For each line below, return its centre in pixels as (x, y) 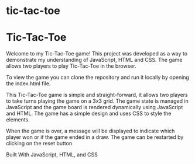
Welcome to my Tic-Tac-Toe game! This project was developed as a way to (97, 54)
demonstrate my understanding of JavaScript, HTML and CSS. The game (94, 60)
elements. (18, 120)
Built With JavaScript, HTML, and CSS (52, 155)
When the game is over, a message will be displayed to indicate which (90, 131)
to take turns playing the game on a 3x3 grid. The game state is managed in (97, 101)
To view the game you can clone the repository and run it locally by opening (97, 78)
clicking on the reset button (39, 144)
